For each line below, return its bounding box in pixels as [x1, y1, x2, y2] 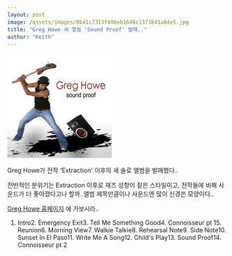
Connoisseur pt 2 [17, 241, 68, 249]
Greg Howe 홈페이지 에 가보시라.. [7, 204, 99, 213]
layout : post [7, 11, 45, 18]
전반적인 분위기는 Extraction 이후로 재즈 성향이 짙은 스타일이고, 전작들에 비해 [7, 181, 217, 190]
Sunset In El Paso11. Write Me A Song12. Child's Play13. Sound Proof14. [17, 234, 222, 242]
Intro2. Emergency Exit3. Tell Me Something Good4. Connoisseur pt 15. [17, 218, 222, 227]
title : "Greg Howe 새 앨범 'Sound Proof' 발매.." [7, 26, 147, 33]
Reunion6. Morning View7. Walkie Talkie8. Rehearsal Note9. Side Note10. [17, 226, 226, 234]
